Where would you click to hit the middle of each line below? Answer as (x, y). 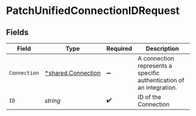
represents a (155, 66)
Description (162, 49)
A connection (156, 58)
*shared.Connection (73, 73)
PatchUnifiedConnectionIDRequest (93, 11)
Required (119, 49)
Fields (17, 32)
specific (149, 73)
